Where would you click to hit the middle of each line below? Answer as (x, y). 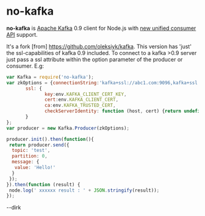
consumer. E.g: (25, 66)
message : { (26, 162)
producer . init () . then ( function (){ (50, 139)
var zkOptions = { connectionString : (53, 83)
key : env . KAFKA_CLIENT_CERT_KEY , (86, 94)
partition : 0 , (30, 156)
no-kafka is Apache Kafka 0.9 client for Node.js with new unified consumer (101, 28)
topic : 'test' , (31, 151)
